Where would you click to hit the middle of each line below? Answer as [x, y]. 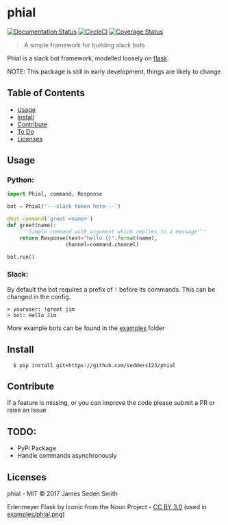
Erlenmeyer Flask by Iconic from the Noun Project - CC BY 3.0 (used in [107, 506]
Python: [21, 180]
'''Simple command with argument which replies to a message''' [113, 231]
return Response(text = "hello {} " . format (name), [88, 238]
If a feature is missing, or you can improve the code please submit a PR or [111, 403]
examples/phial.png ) [36, 514]
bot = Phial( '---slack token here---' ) [64, 207]
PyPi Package [37, 448]
